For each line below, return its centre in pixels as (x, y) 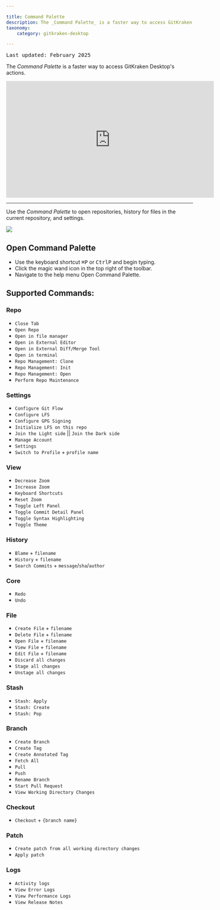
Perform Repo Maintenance (47, 380)
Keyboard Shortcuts (39, 494)
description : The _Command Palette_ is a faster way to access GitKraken (99, 22)
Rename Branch (32, 780)
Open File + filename (41, 641)
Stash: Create (32, 707)
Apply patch (29, 855)
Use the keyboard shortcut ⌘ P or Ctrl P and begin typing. (85, 262)
